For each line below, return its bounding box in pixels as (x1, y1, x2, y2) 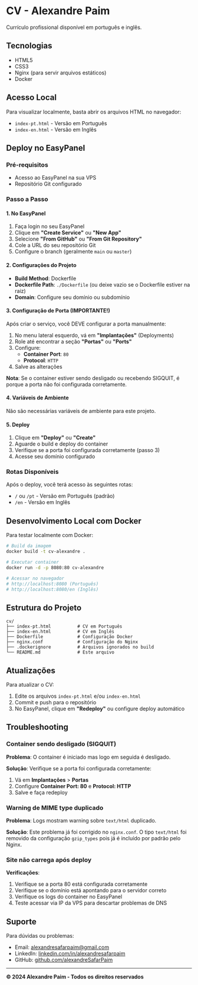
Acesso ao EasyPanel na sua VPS (14, 174, 97, 181)
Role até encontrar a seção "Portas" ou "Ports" (14, 338, 132, 345)
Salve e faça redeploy (14, 789, 68, 796)
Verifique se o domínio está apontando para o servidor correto (14, 887, 167, 894)
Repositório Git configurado (14, 180, 82, 187)
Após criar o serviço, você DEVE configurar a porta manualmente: (6, 320, 166, 327)
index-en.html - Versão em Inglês (14, 126, 97, 133)
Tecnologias (6, 41, 52, 51)
